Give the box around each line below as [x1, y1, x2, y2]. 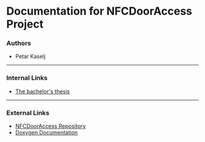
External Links [6, 108, 50, 117]
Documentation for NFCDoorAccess [6, 4, 193, 18]
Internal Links [6, 74, 48, 82]
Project [6, 17, 44, 31]
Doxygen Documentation [15, 129, 78, 137]
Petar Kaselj [15, 53, 46, 60]
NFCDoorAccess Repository [15, 122, 86, 130]
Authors [6, 39, 32, 48]
